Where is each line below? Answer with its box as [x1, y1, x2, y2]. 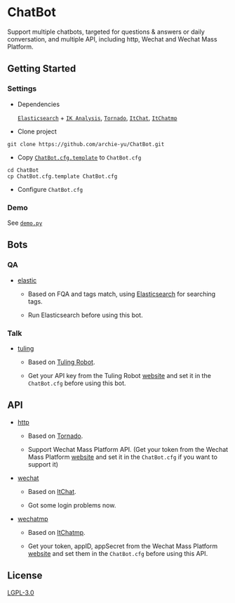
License [7, 570, 43, 582]
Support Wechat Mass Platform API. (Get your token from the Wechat [27, 445, 229, 453]
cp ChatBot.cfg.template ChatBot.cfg [7, 173, 118, 180]
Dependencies [17, 100, 60, 108]
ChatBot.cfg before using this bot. [27, 379, 126, 387]
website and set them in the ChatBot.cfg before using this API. [27, 549, 208, 557]
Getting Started [7, 63, 76, 74]
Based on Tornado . [27, 432, 83, 440]
